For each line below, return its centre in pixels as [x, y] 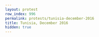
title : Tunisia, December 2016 [37, 23]
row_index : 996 [20, 14]
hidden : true [18, 27]
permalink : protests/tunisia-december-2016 [50, 18]
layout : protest [21, 9]
